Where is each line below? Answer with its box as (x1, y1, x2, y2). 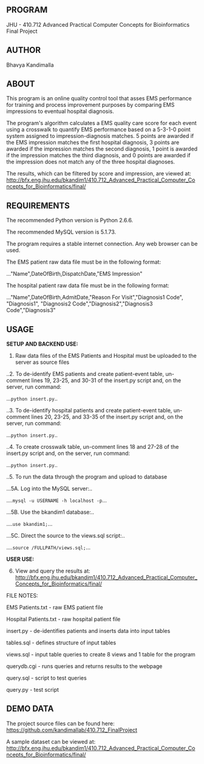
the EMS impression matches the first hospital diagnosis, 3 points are (6, 139, 180, 146)
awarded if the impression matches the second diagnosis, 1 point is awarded (6, 145, 198, 152)
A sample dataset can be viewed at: (6, 738, 96, 745)
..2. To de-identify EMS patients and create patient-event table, (6, 370, 165, 378)
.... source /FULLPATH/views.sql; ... (6, 544, 91, 551)
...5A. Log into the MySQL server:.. (6, 485, 93, 493)
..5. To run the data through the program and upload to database (6, 473, 168, 480)
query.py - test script (6, 686, 59, 694)
